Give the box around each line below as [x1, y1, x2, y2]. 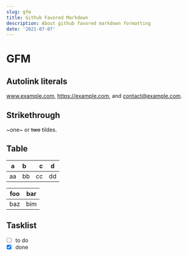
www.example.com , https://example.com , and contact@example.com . [6, 92, 183, 100]
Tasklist [6, 220, 37, 231]
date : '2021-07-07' [6, 26, 56, 32]
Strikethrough [6, 110, 61, 120]
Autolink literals [6, 76, 68, 86]
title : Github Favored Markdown [6, 15, 88, 21]
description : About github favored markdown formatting [6, 20, 151, 26]
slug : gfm [6, 9, 32, 15]
